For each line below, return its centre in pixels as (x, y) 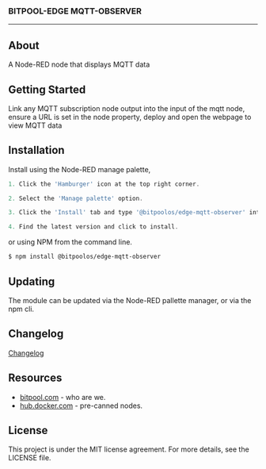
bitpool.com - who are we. (63, 397)
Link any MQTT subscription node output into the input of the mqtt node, (127, 108)
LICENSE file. (30, 458)
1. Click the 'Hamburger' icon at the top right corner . (104, 184)
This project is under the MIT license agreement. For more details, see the (129, 449)
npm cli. (21, 309)
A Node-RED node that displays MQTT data (79, 64)
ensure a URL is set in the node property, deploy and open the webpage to (130, 117)
